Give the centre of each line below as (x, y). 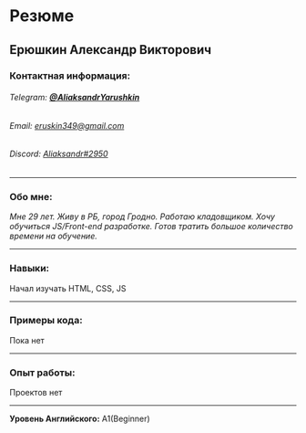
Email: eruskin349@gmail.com (67, 125)
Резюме (42, 16)
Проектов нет (36, 393)
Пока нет (27, 340)
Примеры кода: (46, 321)
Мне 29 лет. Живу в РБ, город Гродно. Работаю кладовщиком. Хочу (143, 216)
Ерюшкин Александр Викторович (111, 50)
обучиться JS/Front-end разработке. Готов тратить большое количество (152, 227)
